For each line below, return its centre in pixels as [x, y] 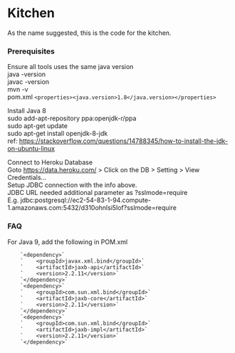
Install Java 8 [27, 111]
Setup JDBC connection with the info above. [72, 185]
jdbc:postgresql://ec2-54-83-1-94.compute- [86, 200]
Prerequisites [31, 51]
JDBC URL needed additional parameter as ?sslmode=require [98, 193]
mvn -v [18, 90]
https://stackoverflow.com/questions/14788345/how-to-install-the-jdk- [123, 141]
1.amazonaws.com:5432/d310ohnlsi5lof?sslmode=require [92, 208]
